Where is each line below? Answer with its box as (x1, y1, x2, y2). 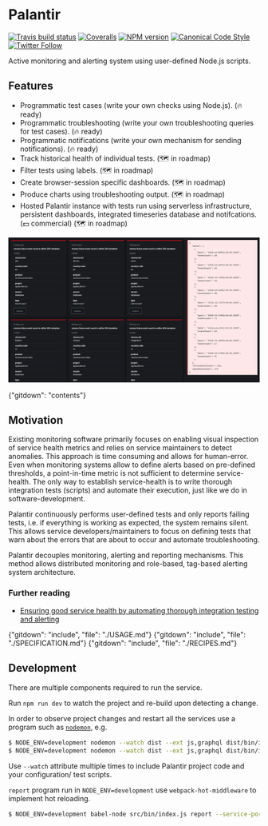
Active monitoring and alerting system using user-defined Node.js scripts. (8, 56, 251, 66)
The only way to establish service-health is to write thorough (32, 477, 233, 487)
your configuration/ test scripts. (8, 770, 112, 780)
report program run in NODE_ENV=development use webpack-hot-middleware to (8, 785, 257, 795)
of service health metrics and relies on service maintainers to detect (8, 443, 233, 453)
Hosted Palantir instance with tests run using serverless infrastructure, (19, 201, 252, 210)
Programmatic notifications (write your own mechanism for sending (19, 135, 242, 145)
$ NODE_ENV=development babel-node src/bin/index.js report (8, 810, 213, 819)
